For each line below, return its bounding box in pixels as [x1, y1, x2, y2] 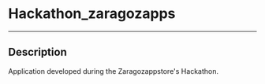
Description [8, 46, 67, 59]
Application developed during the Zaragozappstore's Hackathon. [8, 66, 219, 75]
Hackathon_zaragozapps [8, 5, 176, 23]
